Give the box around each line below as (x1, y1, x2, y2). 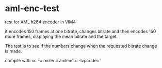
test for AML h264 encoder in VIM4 (5, 19, 76, 25)
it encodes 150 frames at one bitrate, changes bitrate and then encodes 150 (5, 28, 156, 34)
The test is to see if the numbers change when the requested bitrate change (5, 43, 157, 49)
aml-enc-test (5, 3, 60, 14)
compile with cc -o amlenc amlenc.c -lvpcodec (5, 57, 99, 63)
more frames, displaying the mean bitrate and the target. (5, 34, 118, 39)
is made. (5, 48, 22, 54)
